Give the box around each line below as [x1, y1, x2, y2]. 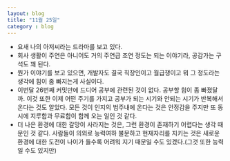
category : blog [7, 23, 54, 30]
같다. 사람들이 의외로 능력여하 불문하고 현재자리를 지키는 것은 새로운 [37, 129, 220, 138]
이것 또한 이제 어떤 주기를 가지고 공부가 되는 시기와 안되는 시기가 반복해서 [26, 95, 224, 103]
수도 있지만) [24, 146, 57, 155]
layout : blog [7, 10, 45, 17]
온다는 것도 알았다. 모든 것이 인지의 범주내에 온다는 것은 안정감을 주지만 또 [17, 103, 216, 111]
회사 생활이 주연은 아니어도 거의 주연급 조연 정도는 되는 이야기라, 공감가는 [17, 51, 215, 59]
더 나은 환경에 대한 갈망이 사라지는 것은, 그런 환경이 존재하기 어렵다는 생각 [17, 120, 216, 129]
